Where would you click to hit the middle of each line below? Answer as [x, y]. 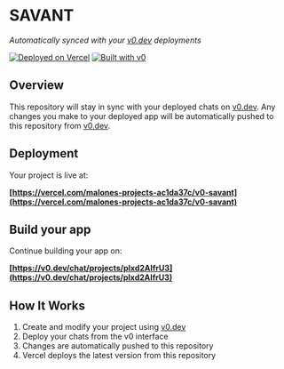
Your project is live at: [49, 175]
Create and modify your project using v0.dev [104, 327]
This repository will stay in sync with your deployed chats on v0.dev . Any [142, 107]
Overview [37, 85]
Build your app [50, 229]
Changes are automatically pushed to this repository [118, 346]
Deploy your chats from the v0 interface [95, 337]
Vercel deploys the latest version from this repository [119, 356]
